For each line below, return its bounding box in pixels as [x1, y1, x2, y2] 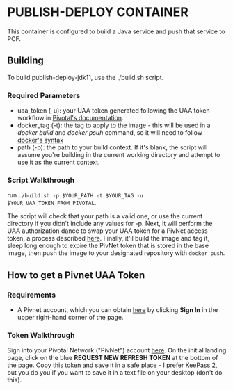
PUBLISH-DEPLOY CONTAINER [7, 4, 189, 20]
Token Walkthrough [7, 330, 75, 340]
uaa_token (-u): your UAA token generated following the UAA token [17, 106, 210, 115]
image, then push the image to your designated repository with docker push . [7, 249, 225, 257]
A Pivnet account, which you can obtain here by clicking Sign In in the [17, 306, 218, 314]
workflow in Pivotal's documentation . [17, 114, 124, 122]
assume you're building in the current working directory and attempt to [17, 151, 220, 159]
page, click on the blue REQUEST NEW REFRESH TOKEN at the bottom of [7, 354, 218, 362]
